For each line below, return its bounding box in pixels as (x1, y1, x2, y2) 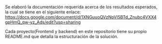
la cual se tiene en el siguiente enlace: (5, 9, 81, 15)
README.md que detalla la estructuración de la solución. (5, 33, 118, 39)
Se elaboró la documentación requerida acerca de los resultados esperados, (5, 4, 158, 10)
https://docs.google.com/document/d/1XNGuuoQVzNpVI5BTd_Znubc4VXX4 (5, 14, 157, 20)
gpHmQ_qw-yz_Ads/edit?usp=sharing (5, 19, 81, 25)
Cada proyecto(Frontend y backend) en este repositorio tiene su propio (5, 29, 147, 34)
